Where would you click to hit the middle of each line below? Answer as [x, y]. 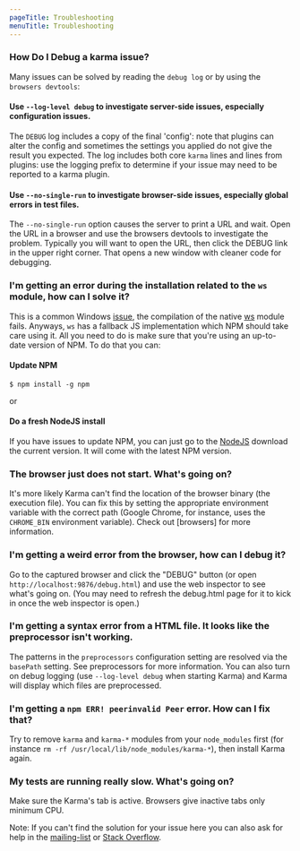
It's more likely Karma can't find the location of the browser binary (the [140, 494]
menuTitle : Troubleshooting [62, 26]
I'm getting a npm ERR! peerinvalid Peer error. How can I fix [140, 709]
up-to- [264, 335]
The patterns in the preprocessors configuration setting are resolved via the [149, 657]
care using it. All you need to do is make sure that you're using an [130, 335]
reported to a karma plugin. [60, 174]
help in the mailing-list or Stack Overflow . [86, 838]
